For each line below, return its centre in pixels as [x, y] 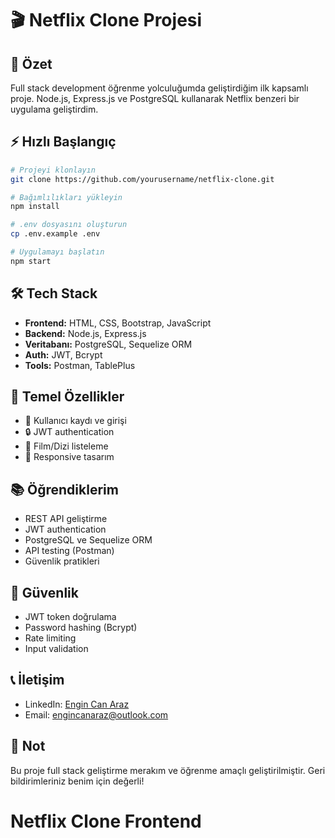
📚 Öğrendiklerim [64, 489]
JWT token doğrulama [70, 617]
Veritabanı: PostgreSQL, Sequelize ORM [108, 344]
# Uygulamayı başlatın [57, 252]
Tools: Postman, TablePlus [80, 365]
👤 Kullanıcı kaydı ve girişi [75, 421]
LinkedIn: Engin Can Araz [77, 704]
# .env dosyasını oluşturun [69, 225]
